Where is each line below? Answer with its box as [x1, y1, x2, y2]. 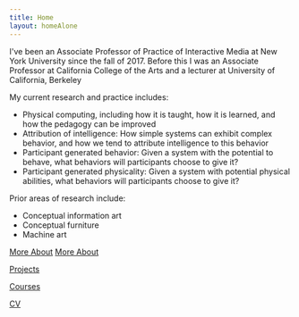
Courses [9, 280, 41, 291]
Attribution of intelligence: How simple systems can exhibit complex [21, 128, 273, 138]
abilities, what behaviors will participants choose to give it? [21, 175, 240, 186]
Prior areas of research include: [9, 193, 126, 204]
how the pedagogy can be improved [21, 118, 157, 129]
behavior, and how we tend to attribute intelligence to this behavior [21, 138, 269, 148]
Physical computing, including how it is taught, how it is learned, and [21, 109, 276, 120]
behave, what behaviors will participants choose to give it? [21, 156, 239, 167]
